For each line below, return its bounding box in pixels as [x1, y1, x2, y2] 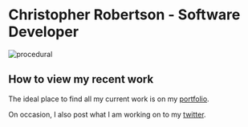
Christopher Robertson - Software [8, 6, 241, 24]
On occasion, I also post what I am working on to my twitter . [8, 109, 206, 119]
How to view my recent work [8, 72, 154, 86]
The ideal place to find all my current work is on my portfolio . [8, 94, 210, 104]
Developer [8, 23, 79, 41]
